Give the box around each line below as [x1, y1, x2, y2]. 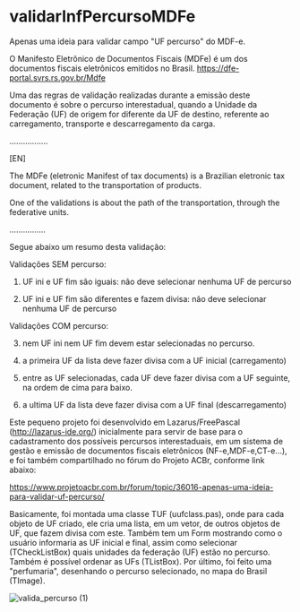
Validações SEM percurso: [9, 258, 107, 270]
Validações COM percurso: [9, 320, 109, 331]
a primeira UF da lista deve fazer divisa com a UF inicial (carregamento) [21, 355, 287, 366]
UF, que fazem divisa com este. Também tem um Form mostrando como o [9, 527, 283, 539]
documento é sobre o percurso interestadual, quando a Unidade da [9, 99, 258, 109]
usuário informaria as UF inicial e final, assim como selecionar [9, 537, 238, 547]
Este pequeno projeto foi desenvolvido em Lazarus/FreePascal [9, 417, 241, 427]
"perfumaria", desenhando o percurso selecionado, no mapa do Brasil [9, 565, 268, 576]
